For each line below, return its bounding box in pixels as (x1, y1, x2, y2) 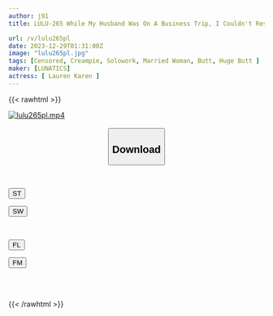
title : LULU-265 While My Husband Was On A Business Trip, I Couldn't (8, 20, 253, 28)
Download (112, 143, 161, 156)
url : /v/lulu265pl (8, 34, 71, 42)
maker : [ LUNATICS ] (8, 64, 71, 73)
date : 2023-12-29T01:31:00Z (8, 42, 104, 50)
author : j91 (8, 11, 49, 20)
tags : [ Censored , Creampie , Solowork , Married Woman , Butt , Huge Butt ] (8, 57, 260, 65)
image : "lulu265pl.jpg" (8, 50, 89, 58)
